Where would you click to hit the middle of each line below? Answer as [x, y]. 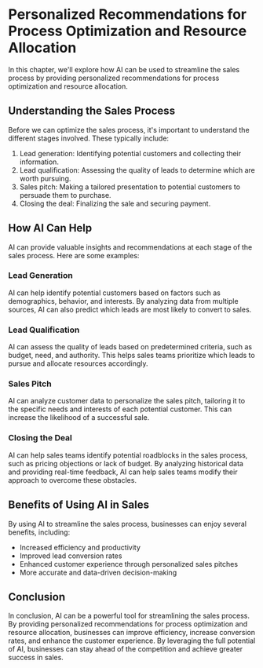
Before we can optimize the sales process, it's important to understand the [129, 130]
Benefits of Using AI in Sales [79, 505]
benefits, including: [39, 532]
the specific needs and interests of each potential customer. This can [120, 409]
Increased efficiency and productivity [80, 547]
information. [39, 162]
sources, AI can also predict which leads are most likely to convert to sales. [130, 309]
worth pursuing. [45, 178]
